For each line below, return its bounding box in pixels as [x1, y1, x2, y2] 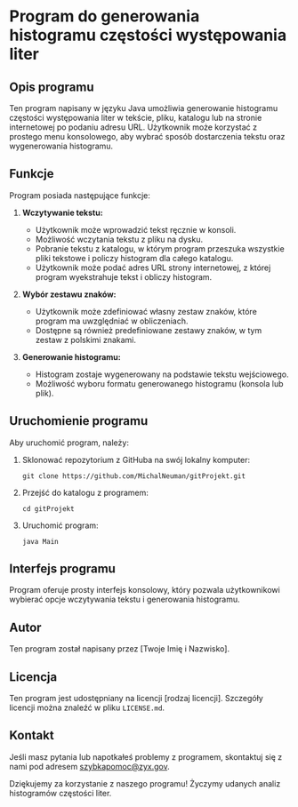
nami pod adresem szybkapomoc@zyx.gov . [9, 761, 171, 771]
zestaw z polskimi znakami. [35, 334, 136, 345]
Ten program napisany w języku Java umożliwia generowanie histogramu [9, 103, 278, 113]
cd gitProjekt [21, 504, 75, 513]
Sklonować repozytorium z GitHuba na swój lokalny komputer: [21, 454, 251, 465]
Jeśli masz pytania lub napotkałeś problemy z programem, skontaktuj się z [9, 751, 283, 762]
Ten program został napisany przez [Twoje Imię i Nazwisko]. [9, 643, 230, 654]
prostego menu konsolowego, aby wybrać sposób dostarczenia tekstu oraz [9, 132, 286, 141]
